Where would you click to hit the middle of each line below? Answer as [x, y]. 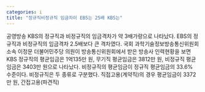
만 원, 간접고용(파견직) [33, 82]
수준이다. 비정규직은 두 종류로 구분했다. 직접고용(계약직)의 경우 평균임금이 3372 [101, 74]
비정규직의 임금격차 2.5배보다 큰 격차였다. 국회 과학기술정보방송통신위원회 [111, 44]
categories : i [24, 12]
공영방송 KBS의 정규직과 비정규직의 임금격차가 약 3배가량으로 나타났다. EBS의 [99, 36]
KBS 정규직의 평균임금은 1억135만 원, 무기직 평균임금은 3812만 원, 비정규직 [95, 59]
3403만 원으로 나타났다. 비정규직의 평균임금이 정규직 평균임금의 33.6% [108, 67]
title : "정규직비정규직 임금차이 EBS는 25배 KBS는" [65, 18]
